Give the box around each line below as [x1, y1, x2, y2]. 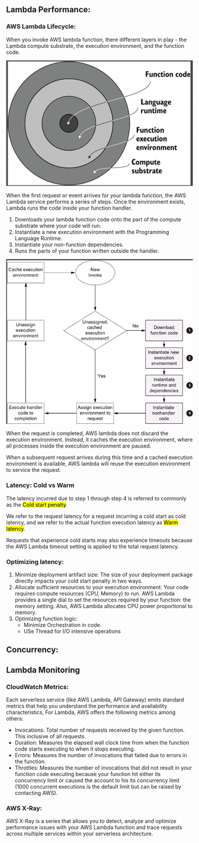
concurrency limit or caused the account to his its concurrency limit [14, 777, 179, 784]
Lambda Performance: [6, 5, 91, 15]
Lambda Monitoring [6, 665, 81, 675]
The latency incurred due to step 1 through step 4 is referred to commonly [6, 494, 187, 502]
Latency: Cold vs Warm [6, 481, 75, 490]
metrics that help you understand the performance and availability [6, 703, 168, 710]
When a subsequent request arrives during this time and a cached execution [6, 454, 193, 461]
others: [6, 715, 24, 722]
